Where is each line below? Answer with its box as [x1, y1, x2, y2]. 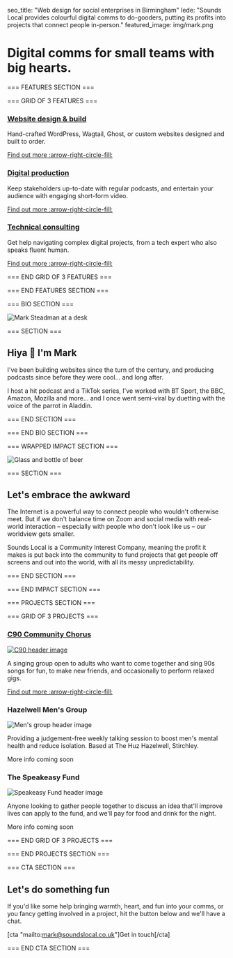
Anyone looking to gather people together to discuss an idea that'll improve [7, 802, 223, 810]
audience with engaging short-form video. [7, 191, 129, 200]
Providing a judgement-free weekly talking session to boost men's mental [7, 734, 218, 742]
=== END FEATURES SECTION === [7, 286, 109, 294]
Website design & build [7, 114, 87, 124]
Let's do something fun [7, 883, 110, 895]
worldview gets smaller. [7, 530, 75, 538]
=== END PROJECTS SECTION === [7, 850, 110, 858]
